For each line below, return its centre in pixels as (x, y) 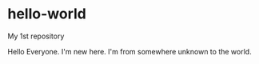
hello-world (47, 14)
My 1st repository (36, 36)
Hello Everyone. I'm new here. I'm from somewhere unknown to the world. (130, 51)
